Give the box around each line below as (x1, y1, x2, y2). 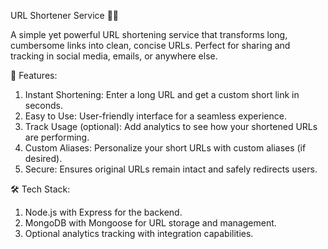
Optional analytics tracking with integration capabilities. (24, 228, 254, 239)
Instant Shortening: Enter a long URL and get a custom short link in (24, 89, 300, 100)
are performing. (24, 131, 90, 143)
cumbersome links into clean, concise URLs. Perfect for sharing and (10, 40, 291, 51)
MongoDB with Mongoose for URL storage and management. (24, 217, 277, 229)
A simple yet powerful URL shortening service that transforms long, (10, 29, 288, 40)
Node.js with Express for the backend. (24, 206, 183, 218)
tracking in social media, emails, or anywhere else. (10, 50, 218, 62)
